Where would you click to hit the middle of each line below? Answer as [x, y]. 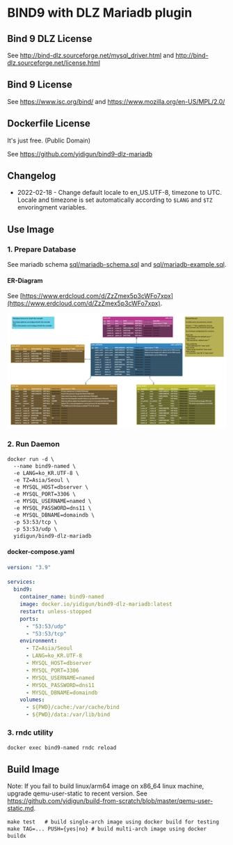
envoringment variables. [52, 207]
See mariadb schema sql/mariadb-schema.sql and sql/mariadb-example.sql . [117, 265]
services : [22, 582]
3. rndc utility [30, 733]
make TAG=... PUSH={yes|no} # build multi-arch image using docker [107, 829]
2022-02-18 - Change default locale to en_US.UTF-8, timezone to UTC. [120, 193]
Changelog [32, 176]
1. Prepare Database [42, 249]
